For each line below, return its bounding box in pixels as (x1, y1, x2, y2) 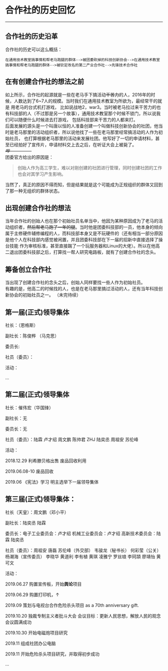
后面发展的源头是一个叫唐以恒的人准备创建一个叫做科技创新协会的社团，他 (5, 123, 158, 129)
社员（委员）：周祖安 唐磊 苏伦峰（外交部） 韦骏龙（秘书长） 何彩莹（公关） (5, 547, 161, 553)
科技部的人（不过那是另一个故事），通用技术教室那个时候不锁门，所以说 (9, 110, 156, 116)
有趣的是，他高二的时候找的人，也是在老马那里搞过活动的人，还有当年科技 (5, 286, 158, 292)
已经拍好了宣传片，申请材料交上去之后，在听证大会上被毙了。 (9, 141, 136, 147)
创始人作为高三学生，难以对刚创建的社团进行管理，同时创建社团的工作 (17, 164, 162, 170)
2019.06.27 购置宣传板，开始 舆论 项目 (5, 581, 82, 587)
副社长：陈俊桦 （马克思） (5, 333, 59, 339)
